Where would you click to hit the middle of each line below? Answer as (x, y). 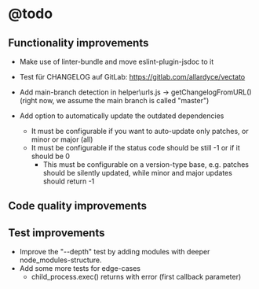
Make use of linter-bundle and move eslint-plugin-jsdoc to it (117, 61)
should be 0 (51, 156)
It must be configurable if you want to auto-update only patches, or (140, 131)
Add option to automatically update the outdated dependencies (122, 116)
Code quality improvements (78, 206)
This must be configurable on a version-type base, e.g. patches (146, 165)
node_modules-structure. (60, 260)
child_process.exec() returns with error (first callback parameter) (136, 277)
